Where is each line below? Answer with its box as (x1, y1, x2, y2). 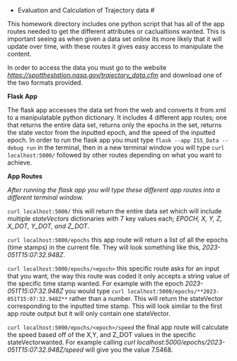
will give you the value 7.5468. (84, 345, 173, 354)
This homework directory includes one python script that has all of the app (7, 20, 225, 28)
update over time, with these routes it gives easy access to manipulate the (7, 42, 224, 50)
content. (7, 49, 32, 58)
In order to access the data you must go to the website (7, 64, 167, 71)
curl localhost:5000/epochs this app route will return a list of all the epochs (7, 236, 229, 244)
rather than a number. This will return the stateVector (69, 295, 224, 302)
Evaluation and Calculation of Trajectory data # (17, 6, 155, 14)
